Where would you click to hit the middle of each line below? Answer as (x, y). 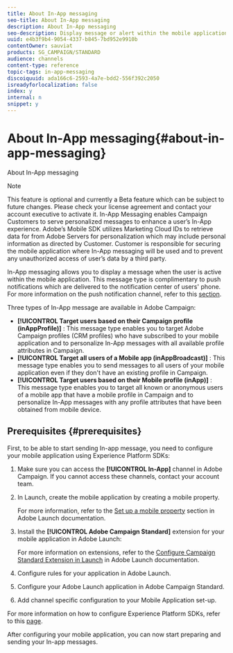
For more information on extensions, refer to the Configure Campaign (116, 552)
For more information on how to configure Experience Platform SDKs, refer (114, 613)
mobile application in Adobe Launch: (69, 538)
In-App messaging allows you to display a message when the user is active (114, 272)
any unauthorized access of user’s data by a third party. (87, 258)
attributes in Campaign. (51, 350)
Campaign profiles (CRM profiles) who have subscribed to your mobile (118, 336)
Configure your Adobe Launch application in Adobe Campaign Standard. (121, 586)
